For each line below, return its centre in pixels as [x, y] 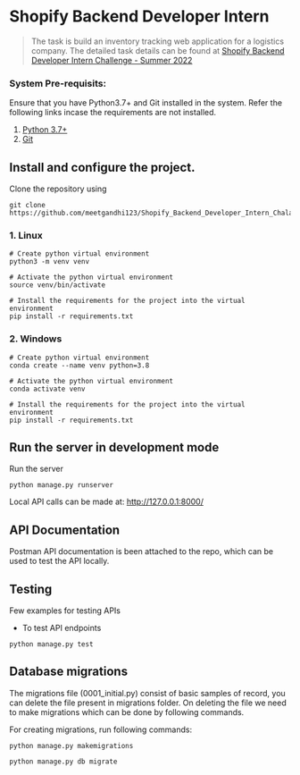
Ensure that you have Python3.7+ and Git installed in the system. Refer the [146, 103]
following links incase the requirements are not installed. [113, 113]
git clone [28, 206]
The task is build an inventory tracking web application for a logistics [157, 41]
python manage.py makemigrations [71, 746]
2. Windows [36, 339]
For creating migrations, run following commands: [101, 729]
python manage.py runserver [62, 485]
